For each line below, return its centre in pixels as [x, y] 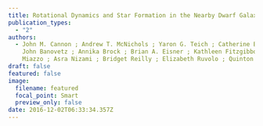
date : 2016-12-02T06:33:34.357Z [61, 110]
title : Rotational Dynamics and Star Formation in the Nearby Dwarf [122, 15]
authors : [22, 37]
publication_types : [40, 23]
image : [19, 81]
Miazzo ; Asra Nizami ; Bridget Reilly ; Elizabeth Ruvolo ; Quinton [138, 59]
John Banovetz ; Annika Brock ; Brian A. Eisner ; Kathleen [122, 52]
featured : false [34, 74]
